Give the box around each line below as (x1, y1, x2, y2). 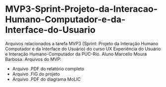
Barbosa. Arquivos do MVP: (5, 56, 62, 62)
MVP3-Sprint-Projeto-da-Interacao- (5, 3, 158, 15)
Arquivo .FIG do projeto (12, 71, 60, 77)
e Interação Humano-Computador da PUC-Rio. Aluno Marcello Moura (5, 51, 147, 57)
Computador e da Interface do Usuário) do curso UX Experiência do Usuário (5, 46, 161, 52)
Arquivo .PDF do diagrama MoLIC (12, 76, 81, 82)
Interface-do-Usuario (5, 25, 96, 35)
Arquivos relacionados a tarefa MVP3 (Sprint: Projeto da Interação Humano (5, 40, 159, 46)
